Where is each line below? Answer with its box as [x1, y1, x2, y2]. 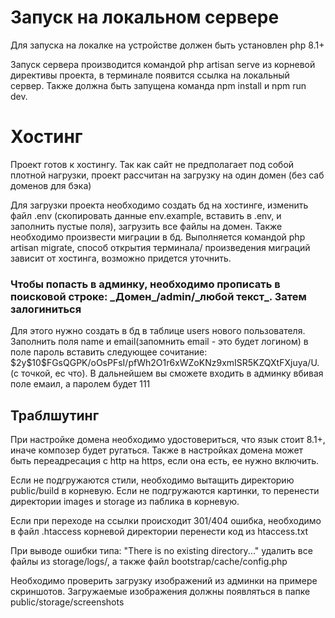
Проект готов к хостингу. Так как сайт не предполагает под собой [10, 158, 295, 170]
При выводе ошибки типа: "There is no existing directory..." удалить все [10, 544, 313, 556]
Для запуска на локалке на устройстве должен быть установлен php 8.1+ [10, 39, 325, 51]
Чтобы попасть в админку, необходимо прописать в [10, 277, 281, 291]
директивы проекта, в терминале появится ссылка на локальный [10, 69, 290, 81]
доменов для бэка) [10, 179, 92, 191]
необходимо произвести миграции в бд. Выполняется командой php [10, 231, 306, 243]
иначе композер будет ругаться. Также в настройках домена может [10, 444, 304, 456]
